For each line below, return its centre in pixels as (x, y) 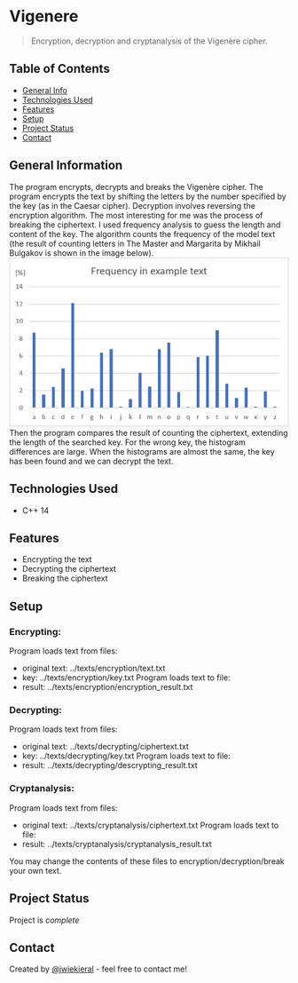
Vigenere (44, 16)
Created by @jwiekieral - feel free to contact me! (98, 969)
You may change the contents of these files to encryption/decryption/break (147, 861)
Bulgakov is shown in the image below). (82, 253)
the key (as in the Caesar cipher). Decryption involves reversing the (132, 205)
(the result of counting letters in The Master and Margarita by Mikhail (135, 243)
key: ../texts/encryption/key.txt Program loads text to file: (126, 678)
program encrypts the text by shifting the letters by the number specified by (148, 196)
